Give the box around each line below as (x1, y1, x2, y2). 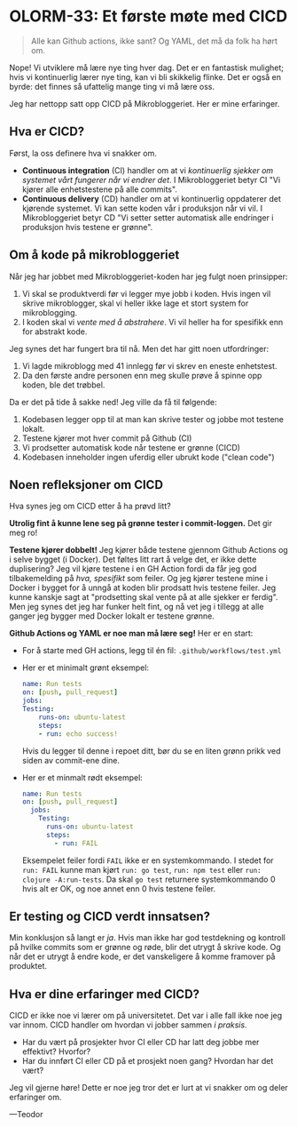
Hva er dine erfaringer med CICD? (9, 987, 200, 1002)
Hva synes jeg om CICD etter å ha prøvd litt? (9, 500, 171, 512)
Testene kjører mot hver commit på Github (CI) (21, 433, 192, 444)
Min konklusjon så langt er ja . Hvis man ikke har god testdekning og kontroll (9, 932, 285, 943)
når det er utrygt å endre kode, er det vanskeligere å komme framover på (9, 951, 276, 962)
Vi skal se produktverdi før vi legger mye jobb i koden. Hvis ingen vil (21, 288, 271, 299)
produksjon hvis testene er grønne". (21, 221, 153, 232)
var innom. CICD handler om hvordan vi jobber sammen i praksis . (9, 1019, 247, 1030)
